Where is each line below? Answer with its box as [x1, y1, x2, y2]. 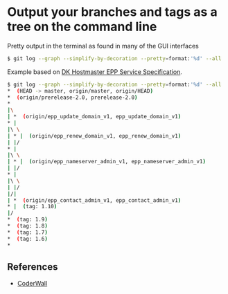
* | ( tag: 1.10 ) [7, 203, 58, 210]
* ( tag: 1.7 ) [7, 229, 49, 236]
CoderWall [17, 279, 48, 288]
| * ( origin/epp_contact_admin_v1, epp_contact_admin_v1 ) [7, 196, 182, 204]
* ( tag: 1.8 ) [7, 223, 49, 230]
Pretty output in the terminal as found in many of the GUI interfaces [7, 42, 199, 50]
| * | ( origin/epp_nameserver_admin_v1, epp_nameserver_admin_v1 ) [7, 158, 207, 165]
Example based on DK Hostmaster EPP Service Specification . [7, 67, 182, 76]
